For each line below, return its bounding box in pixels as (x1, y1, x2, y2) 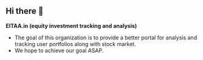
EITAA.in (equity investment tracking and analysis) (5, 22, 137, 29)
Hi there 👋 (5, 6, 44, 16)
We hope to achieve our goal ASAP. (14, 47, 104, 54)
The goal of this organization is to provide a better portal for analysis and (14, 34, 198, 41)
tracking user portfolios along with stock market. (14, 40, 136, 47)
